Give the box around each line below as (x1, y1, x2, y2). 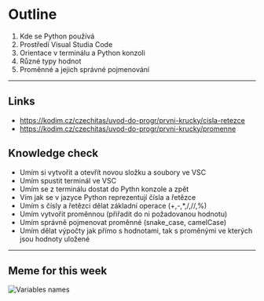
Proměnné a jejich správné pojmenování (19, 64, 150, 74)
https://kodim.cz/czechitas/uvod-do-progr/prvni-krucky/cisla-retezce (19, 115, 245, 125)
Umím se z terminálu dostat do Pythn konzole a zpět (19, 184, 189, 194)
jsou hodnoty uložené (19, 234, 90, 244)
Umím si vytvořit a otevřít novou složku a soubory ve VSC (19, 167, 207, 177)
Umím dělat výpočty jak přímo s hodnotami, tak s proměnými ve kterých (19, 226, 253, 235)
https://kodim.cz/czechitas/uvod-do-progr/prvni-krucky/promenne (19, 124, 236, 133)
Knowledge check (8, 147, 99, 160)
